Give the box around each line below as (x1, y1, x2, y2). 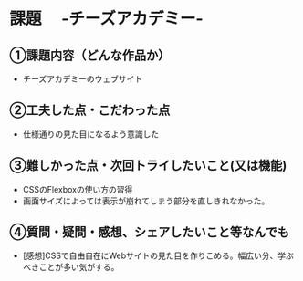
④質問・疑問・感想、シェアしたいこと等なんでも (9, 224, 290, 240)
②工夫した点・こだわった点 (9, 102, 171, 119)
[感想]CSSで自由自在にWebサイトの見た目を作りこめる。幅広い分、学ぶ (22, 250, 295, 261)
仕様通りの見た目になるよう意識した (22, 129, 160, 140)
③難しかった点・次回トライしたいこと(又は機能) (9, 158, 287, 173)
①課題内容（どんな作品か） (9, 47, 171, 63)
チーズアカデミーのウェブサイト (22, 74, 143, 84)
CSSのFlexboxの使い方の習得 (22, 183, 133, 194)
